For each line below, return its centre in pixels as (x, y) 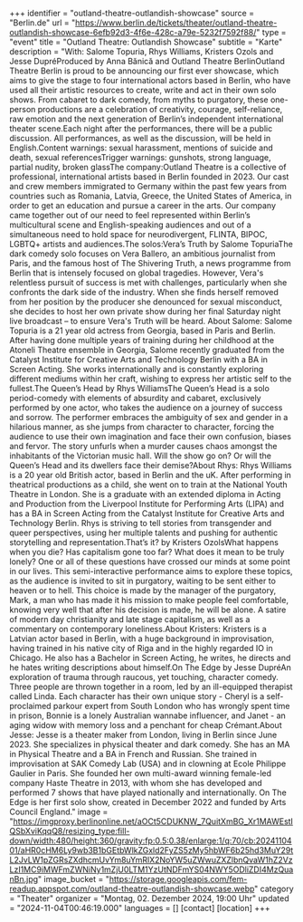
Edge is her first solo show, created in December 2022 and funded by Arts (148, 802)
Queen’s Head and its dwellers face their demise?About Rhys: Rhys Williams (151, 465)
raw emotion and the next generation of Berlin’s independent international (147, 119)
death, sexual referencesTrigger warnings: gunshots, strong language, (140, 157)
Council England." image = (59, 812)
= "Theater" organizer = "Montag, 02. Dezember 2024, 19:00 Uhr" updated (149, 898)
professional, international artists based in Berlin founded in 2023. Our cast (149, 177)
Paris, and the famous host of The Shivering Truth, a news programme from (150, 263)
